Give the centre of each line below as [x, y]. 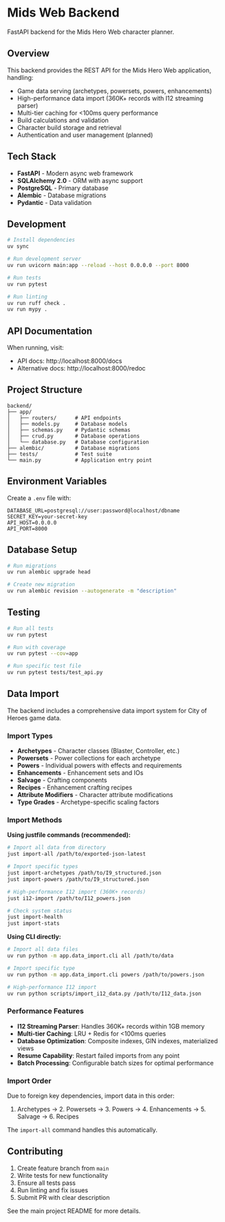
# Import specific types [43, 867]
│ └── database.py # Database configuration [78, 442]
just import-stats [33, 924]
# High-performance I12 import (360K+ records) [77, 891]
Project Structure [45, 390]
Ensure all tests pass [46, 1183]
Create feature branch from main [63, 1168]
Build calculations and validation [63, 120]
